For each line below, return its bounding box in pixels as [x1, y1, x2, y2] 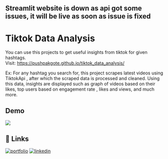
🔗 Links [5, 135, 29, 143]
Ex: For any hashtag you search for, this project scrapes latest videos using [5, 70, 163, 76]
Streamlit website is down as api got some [5, 4, 142, 13]
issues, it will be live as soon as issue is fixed [5, 12, 151, 21]
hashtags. [5, 55, 27, 61]
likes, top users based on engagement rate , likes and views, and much [5, 86, 155, 92]
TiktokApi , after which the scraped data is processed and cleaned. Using [5, 75, 160, 82]
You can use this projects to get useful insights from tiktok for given [5, 49, 148, 56]
